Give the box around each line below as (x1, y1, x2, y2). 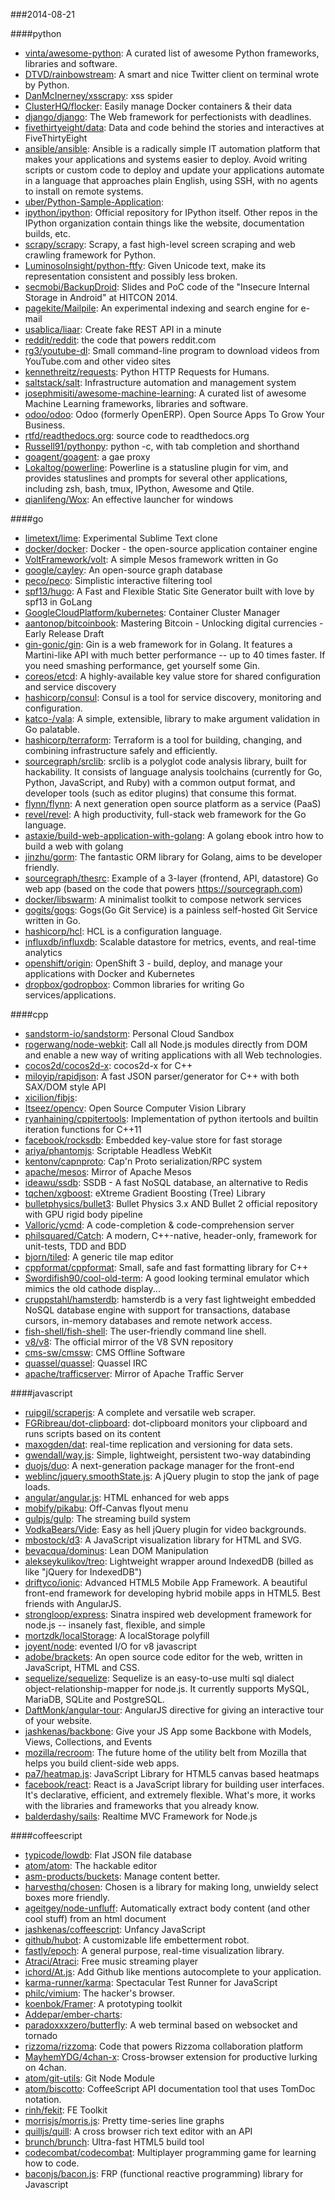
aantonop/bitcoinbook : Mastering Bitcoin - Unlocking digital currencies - (24, 617, 324, 629)
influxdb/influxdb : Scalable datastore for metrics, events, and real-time (24, 936, 317, 948)
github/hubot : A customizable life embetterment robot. (24, 1934, 250, 1946)
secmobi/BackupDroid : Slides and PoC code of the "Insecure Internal (24, 281, 310, 293)
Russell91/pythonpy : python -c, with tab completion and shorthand (24, 440, 300, 452)
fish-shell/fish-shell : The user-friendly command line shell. (24, 1325, 267, 1337)
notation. (24, 2094, 62, 2105)
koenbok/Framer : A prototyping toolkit (24, 1998, 183, 2009)
